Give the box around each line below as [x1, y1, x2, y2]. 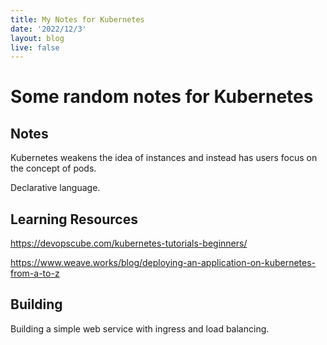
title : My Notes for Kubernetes [10, 14, 145, 25]
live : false [10, 42, 60, 53]
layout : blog [10, 33, 65, 43]
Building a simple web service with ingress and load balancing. [10, 322, 270, 335]
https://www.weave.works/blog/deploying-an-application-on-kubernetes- [10, 257, 317, 269]
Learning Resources [10, 211, 138, 228]
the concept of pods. [10, 162, 97, 175]
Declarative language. [10, 182, 101, 194]
